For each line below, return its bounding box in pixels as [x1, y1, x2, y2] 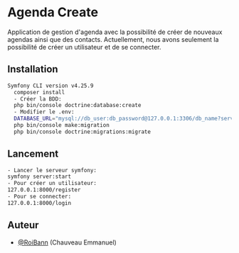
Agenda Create [7, 4, 98, 21]
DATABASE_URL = [14, 115, 55, 123]
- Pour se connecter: [7, 193, 72, 201]
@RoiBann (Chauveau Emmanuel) [17, 238, 117, 247]
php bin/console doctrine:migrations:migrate [14, 128, 152, 135]
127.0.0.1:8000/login [7, 199, 72, 206]
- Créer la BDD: [14, 95, 62, 103]
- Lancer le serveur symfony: [7, 167, 97, 174]
